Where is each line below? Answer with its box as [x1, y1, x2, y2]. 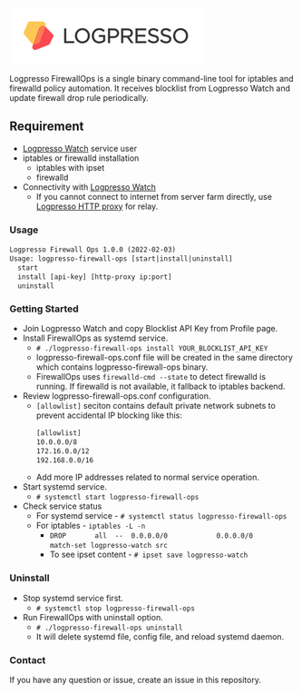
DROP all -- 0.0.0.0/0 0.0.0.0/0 [49, 531, 254, 540]
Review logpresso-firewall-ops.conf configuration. [22, 391, 211, 402]
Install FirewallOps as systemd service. [22, 332, 169, 343]
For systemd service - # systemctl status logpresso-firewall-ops [35, 511, 287, 521]
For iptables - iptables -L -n [35, 520, 146, 531]
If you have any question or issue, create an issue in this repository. [9, 675, 261, 685]
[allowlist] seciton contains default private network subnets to [35, 401, 277, 411]
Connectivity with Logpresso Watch [22, 181, 157, 193]
